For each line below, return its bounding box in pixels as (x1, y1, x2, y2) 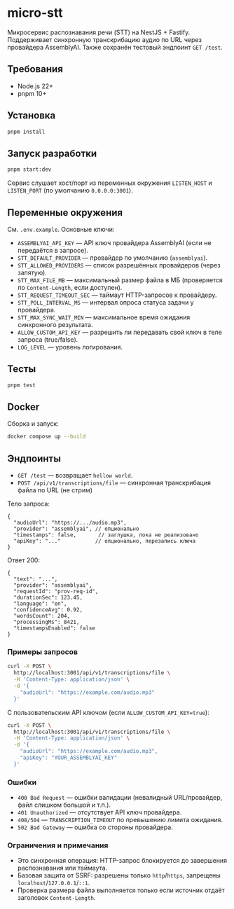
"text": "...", (13, 576, 58, 583)
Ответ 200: (7, 556, 41, 564)
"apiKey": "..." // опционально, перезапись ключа (13, 538, 196, 545)
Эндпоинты (7, 452, 62, 464)
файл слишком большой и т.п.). (17, 800, 111, 810)
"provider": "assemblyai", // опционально (13, 525, 139, 533)
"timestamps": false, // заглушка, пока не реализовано (13, 532, 199, 539)
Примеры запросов (7, 647, 78, 657)
